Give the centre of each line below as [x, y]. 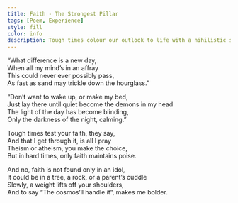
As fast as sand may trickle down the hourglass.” [79, 83]
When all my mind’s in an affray [53, 68]
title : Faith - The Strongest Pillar [63, 14]
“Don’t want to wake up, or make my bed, [68, 97]
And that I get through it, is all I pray [59, 141]
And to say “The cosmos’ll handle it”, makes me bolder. [87, 192]
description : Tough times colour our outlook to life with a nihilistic [117, 40]
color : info [25, 34]
